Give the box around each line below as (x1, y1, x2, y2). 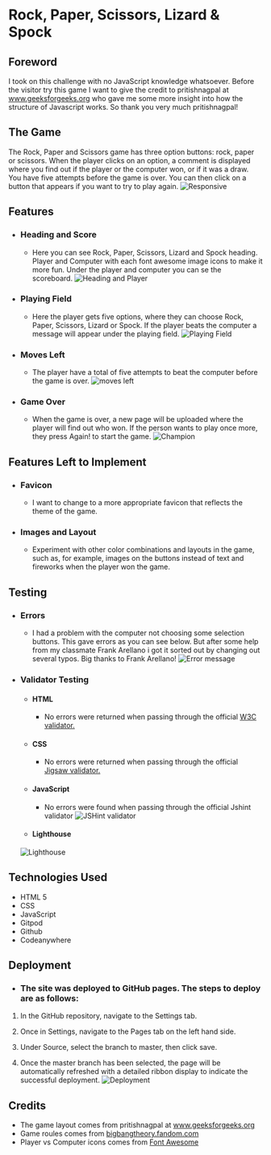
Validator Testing (19, 673, 90, 685)
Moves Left (19, 349, 65, 360)
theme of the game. (31, 507, 98, 516)
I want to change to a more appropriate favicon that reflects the (31, 498, 244, 508)
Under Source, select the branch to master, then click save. (19, 1043, 218, 1052)
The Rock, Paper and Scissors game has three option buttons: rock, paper (8, 147, 255, 157)
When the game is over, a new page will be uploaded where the (31, 415, 244, 424)
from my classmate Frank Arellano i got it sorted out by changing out (31, 645, 261, 655)
